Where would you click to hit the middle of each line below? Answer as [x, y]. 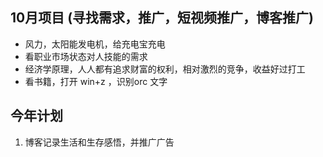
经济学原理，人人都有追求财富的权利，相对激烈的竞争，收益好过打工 [165, 69]
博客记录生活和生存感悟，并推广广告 [99, 142]
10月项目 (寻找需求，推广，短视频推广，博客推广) [162, 18]
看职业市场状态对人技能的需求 [86, 56]
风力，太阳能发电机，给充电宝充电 [95, 44]
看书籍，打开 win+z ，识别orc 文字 [96, 81]
